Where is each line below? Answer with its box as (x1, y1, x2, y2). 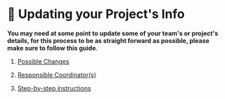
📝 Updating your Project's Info (7, 6, 185, 22)
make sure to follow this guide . (7, 44, 98, 52)
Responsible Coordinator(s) (17, 71, 97, 79)
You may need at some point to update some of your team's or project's (7, 29, 219, 37)
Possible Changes (17, 57, 70, 65)
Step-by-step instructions (17, 84, 92, 92)
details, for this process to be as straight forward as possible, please (7, 36, 210, 44)
